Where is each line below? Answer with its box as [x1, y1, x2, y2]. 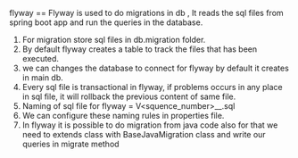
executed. [21, 54, 60, 63]
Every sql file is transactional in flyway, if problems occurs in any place [21, 82, 283, 92]
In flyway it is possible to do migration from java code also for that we [21, 120, 278, 130]
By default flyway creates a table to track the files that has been [21, 44, 258, 54]
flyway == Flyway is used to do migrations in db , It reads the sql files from [9, 8, 284, 18]
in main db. [21, 72, 64, 83]
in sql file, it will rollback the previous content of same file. [21, 91, 236, 102]
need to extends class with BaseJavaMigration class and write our [21, 129, 266, 139]
